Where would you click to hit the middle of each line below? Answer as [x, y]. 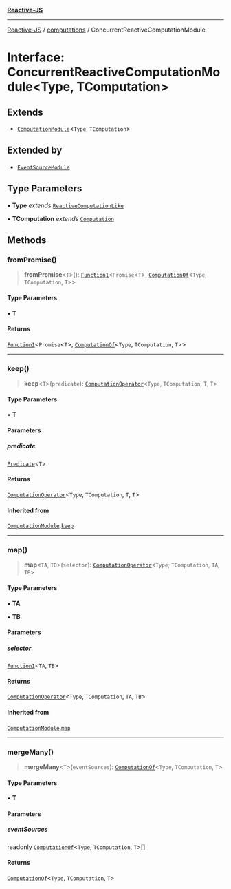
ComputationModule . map [39, 728]
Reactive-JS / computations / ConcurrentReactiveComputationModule [107, 30]
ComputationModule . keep [41, 525]
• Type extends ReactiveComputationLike [65, 205]
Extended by [35, 150]
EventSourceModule [43, 167]
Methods [27, 240]
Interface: [36, 57]
